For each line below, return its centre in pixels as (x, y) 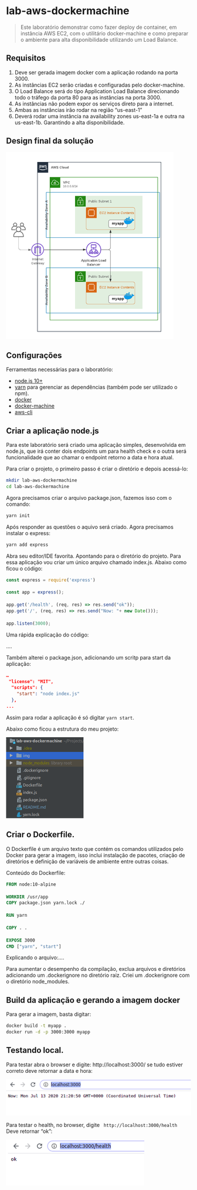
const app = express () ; (35, 592)
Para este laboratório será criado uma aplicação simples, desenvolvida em (96, 445)
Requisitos (26, 58)
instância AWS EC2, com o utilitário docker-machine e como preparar (104, 33)
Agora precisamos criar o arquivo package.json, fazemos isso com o (89, 498)
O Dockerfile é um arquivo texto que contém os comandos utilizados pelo (95, 848)
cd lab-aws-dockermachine (38, 487)
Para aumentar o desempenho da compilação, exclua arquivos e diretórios (96, 969)
